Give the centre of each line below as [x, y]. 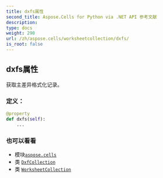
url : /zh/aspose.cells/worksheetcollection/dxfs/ [68, 39]
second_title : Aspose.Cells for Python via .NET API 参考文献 [81, 17]
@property [18, 114]
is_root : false [25, 44]
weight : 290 [20, 33]
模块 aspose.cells [35, 154]
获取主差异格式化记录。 [34, 84]
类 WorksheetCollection [43, 169]
